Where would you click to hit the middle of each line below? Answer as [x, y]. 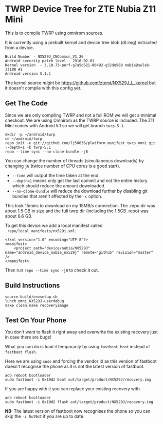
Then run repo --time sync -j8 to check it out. [52, 270]
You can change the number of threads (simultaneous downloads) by [74, 160]
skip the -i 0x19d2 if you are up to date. [45, 416]
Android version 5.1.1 [28, 74]
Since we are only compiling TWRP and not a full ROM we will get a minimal [81, 115]
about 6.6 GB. [19, 216]
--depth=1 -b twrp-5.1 [28, 147]
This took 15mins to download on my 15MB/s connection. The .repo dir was [80, 205]
